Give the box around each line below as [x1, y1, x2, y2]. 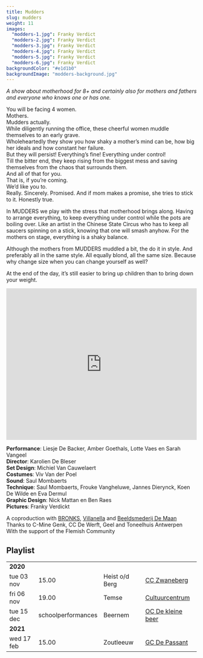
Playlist [6, 545, 35, 556]
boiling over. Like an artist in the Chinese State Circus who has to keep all [6, 221, 189, 228]
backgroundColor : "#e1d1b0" [6, 65, 77, 72]
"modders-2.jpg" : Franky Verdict [11, 37, 96, 43]
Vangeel [6, 451, 27, 458]
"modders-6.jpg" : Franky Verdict [11, 59, 96, 65]
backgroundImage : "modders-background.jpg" [6, 71, 118, 77]
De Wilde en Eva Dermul [6, 490, 67, 497]
